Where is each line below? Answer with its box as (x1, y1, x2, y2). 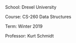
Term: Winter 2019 (5, 23, 43, 29)
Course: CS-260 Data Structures (5, 14, 72, 19)
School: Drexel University (5, 4, 57, 10)
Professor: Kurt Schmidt (5, 33, 54, 39)
